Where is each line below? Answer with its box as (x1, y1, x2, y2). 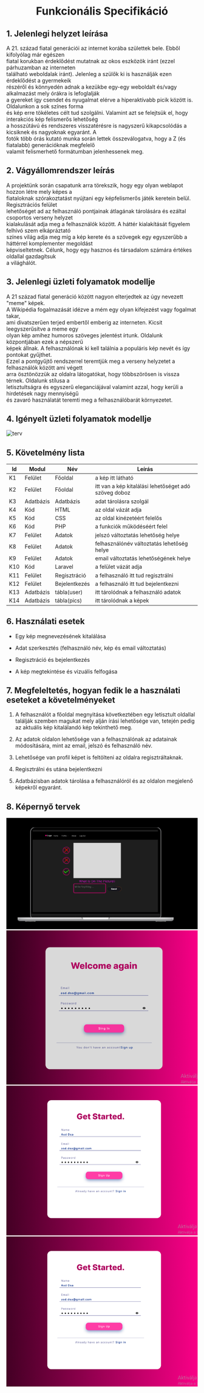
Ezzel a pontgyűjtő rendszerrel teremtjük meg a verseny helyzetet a (6, 357, 175, 365)
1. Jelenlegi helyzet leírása (6, 29, 108, 39)
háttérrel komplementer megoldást (6, 239, 93, 247)
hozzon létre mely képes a (6, 188, 72, 195)
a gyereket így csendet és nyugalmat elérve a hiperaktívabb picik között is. (6, 96, 193, 103)
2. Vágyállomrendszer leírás (6, 165, 115, 176)
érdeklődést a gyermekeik (6, 77, 72, 84)
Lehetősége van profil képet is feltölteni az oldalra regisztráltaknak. (15, 754, 183, 761)
